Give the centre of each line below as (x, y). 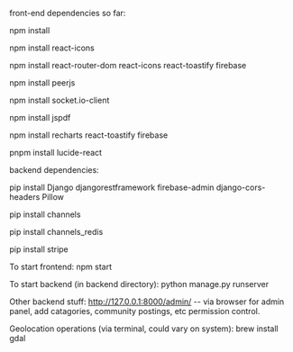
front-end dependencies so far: (68, 13)
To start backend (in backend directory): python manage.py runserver (139, 284)
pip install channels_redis (56, 232)
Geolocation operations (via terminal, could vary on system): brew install (144, 329)
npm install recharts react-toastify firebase (89, 135)
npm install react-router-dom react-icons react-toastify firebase (128, 65)
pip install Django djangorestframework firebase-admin (112, 187)
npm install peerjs (42, 83)
